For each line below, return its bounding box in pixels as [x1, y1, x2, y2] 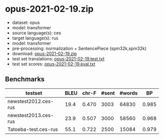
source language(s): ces [12, 30, 61, 36]
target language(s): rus [12, 35, 59, 41]
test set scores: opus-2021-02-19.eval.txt [12, 61, 96, 67]
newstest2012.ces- [7, 98, 54, 104]
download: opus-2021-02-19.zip [12, 50, 77, 57]
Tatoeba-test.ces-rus [7, 126, 59, 133]
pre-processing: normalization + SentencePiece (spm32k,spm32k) [12, 45, 147, 51]
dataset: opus [12, 20, 40, 25]
